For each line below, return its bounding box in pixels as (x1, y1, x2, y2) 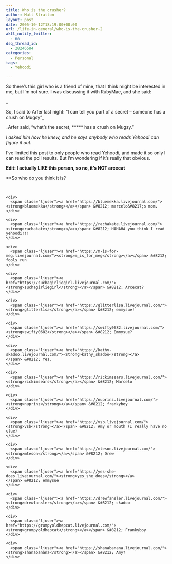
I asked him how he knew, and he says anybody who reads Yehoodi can (6, 134, 159, 140)
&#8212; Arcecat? (106, 285, 144, 290)
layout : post (6, 17, 34, 22)
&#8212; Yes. (24, 356, 52, 362)
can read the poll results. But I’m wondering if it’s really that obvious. (6, 155, 150, 161)
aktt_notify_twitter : (6, 31, 52, 36)
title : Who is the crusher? (6, 7, 66, 13)
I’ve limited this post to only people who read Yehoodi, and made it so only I (6, 149, 166, 156)
